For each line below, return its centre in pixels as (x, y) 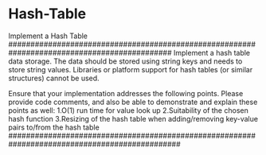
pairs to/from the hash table (54, 127)
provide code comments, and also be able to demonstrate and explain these (133, 102)
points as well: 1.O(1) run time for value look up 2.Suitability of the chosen (128, 110)
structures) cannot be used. (54, 78)
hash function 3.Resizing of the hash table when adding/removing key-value (133, 118)
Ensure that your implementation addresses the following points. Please (126, 93)
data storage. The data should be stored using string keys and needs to (125, 61)
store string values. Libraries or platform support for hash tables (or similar (131, 69)
